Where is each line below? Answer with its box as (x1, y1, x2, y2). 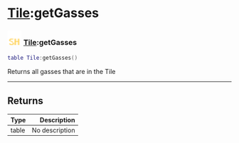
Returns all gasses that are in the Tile (7, 68, 116, 76)
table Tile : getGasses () (7, 55, 78, 62)
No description (31, 126, 75, 134)
